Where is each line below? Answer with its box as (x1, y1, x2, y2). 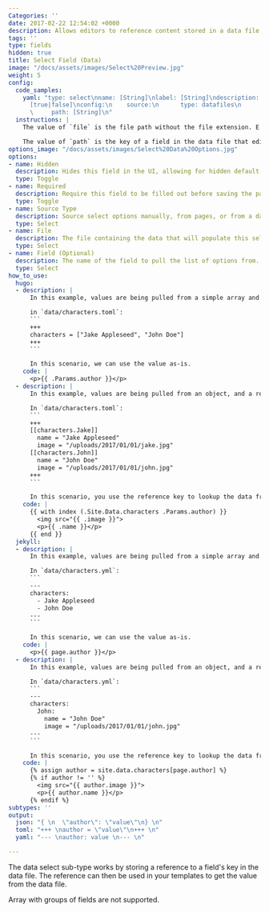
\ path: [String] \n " (29, 109, 113, 117)
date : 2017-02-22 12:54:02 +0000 (8, 19, 120, 27)
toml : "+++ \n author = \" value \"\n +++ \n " (15, 826, 159, 834)
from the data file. (8, 879, 67, 889)
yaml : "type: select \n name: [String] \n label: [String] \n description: (22, 94, 260, 102)
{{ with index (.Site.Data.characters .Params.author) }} (29, 508, 227, 516)
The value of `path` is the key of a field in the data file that (22, 138, 249, 146)
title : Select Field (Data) (8, 57, 102, 65)
